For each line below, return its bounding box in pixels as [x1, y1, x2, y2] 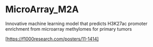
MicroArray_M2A [5, 4, 79, 15]
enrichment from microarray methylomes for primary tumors [5, 26, 132, 32]
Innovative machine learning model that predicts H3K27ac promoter [5, 20, 148, 27]
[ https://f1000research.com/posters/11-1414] [5, 36, 99, 42]
